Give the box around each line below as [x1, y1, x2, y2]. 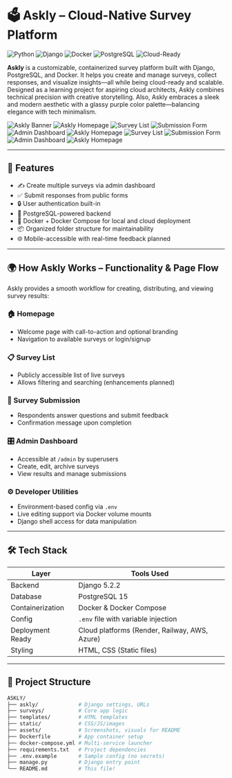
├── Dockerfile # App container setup [7, 733, 144, 740]
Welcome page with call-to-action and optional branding [17, 327, 178, 335]
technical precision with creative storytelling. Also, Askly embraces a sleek [7, 93, 220, 101]
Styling [10, 645, 33, 655]
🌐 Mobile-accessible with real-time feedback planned [17, 234, 171, 242]
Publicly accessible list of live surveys [17, 371, 126, 380]
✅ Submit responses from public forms [17, 191, 128, 200]
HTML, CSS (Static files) [78, 645, 157, 655]
